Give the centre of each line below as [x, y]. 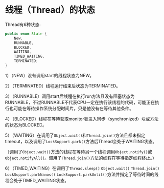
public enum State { [26, 34]
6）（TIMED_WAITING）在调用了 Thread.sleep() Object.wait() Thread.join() [82, 168]
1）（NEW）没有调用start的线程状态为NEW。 [50, 75]
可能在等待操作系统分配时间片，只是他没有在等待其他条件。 [73, 108]
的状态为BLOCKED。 [26, 125]
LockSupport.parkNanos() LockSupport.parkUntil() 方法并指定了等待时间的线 [82, 174]
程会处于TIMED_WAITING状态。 [37, 180]
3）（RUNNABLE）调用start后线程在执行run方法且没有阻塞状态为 [70, 96]
